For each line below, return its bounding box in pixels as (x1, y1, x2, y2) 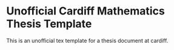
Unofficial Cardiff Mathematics (6, 4, 165, 18)
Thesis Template (6, 17, 92, 31)
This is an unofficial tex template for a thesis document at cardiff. (6, 37, 169, 44)
